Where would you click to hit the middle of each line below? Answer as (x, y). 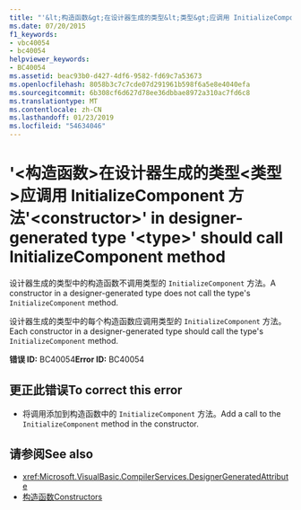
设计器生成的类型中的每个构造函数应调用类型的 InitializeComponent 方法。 (148, 321)
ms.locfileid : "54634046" (57, 127)
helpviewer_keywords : (50, 59)
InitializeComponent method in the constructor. (110, 424)
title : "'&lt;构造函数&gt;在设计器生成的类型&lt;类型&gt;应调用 (120, 18)
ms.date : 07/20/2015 (48, 26)
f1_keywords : (34, 34)
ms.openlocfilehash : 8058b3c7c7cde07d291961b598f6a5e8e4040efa (130, 84)
